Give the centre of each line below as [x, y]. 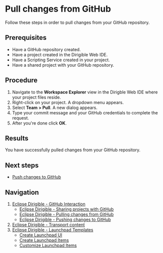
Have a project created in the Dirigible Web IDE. [60, 54]
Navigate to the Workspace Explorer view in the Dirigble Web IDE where [85, 92]
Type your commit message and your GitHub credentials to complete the [85, 112]
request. [20, 118]
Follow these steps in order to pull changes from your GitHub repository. [77, 22]
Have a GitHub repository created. [46, 49]
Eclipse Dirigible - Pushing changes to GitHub [65, 219]
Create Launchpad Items [44, 240]
